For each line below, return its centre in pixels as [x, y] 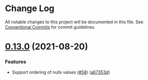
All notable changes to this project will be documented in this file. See [74, 22]
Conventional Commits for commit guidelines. [50, 27]
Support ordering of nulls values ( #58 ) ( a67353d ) [61, 72]
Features [16, 62]
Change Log [30, 8]
